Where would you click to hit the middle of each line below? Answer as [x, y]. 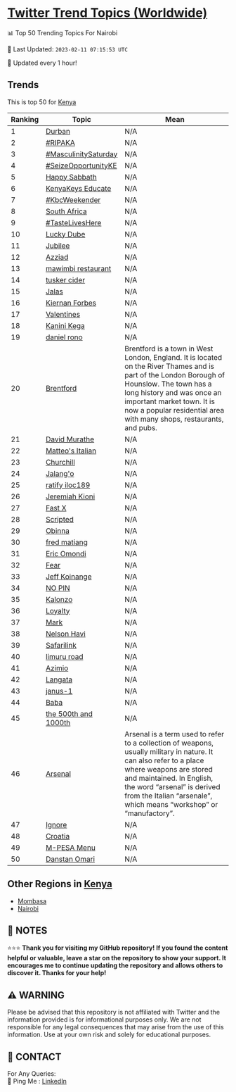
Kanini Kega [65, 325]
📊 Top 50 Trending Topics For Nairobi [63, 32]
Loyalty [58, 610]
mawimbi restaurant [78, 268]
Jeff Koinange [68, 577]
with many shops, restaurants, [174, 419]
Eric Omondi [66, 553]
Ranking [25, 119]
